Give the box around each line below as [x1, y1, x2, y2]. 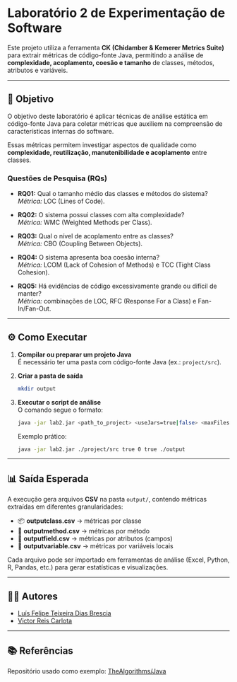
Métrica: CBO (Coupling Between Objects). [17, 239, 143, 248]
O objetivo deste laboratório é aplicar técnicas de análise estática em [7, 112, 208, 120]
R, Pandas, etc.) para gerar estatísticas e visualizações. [7, 563, 169, 572]
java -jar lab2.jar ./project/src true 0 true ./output [17, 446, 186, 453]
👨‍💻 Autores [7, 590, 58, 602]
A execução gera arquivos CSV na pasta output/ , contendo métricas [7, 495, 207, 504]
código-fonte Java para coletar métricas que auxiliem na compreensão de [7, 119, 223, 128]
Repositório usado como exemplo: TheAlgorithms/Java [7, 666, 166, 675]
